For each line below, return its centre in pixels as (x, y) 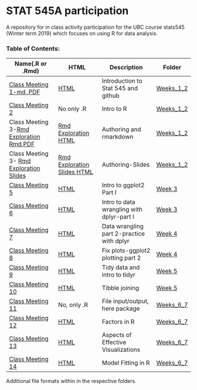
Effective (114, 342)
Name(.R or (30, 64)
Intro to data (119, 202)
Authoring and (122, 129)
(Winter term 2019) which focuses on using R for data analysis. (82, 33)
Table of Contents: (33, 48)
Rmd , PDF (22, 144)
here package (121, 308)
